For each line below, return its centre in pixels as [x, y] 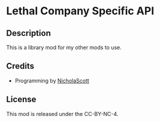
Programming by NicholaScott [52, 80]
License [21, 100]
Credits [20, 66]
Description [28, 33]
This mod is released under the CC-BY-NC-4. [62, 114]
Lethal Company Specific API [80, 11]
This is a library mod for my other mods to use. [64, 47]
